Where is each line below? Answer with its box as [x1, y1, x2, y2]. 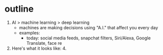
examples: [19, 30, 40, 36]
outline [4, 3, 34, 15]
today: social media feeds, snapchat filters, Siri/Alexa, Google [26, 35, 151, 41]
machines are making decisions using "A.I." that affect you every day [19, 24, 158, 30]
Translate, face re [26, 40, 62, 46]
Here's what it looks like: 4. [11, 45, 67, 51]
